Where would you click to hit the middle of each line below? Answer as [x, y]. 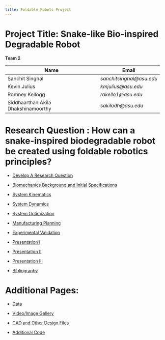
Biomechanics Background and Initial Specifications [65, 185]
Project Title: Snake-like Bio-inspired [82, 34]
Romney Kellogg [26, 94]
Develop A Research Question [42, 175]
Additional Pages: [42, 290]
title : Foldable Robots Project [38, 10]
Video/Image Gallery [33, 313]
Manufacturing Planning [37, 223]
